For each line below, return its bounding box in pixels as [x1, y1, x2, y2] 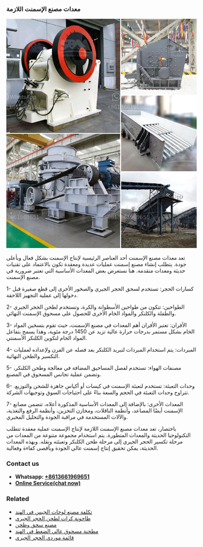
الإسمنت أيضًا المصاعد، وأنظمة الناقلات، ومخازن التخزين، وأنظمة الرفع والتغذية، [6, 407, 183, 414]
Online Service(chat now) [14, 479, 81, 486]
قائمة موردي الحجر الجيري [14, 534, 74, 542]
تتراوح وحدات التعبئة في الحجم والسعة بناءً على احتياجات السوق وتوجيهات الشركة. [6, 388, 190, 396]
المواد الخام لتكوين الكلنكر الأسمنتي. [6, 334, 88, 341]
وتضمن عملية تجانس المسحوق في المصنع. [6, 370, 101, 378]
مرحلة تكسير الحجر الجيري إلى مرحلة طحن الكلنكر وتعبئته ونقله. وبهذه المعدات [6, 437, 183, 445]
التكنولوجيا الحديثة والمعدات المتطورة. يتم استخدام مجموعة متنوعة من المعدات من [6, 431, 191, 439]
